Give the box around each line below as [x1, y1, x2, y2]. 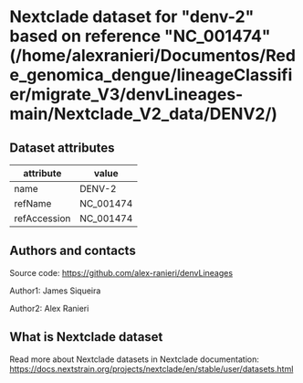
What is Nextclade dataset [9, 329, 163, 345]
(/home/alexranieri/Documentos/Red [9, 46, 297, 66]
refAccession [14, 212, 71, 225]
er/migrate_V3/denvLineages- [9, 84, 244, 105]
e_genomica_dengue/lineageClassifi [9, 65, 293, 86]
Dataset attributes [9, 140, 116, 155]
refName [14, 197, 52, 209]
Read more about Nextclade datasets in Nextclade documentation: [9, 354, 260, 365]
